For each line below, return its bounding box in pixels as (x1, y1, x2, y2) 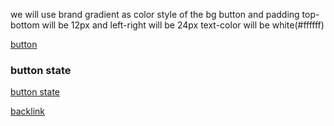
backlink (10, 105, 45, 118)
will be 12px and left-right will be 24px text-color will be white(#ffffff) (41, 19, 325, 31)
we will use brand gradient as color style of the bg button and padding (10, 9, 300, 20)
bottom (10, 19, 40, 31)
